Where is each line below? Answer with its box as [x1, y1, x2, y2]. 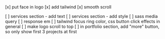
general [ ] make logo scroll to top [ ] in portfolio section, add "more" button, [5, 24, 160, 29]
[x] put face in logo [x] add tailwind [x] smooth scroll [5, 4, 112, 10]
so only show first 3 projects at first [5, 29, 77, 34]
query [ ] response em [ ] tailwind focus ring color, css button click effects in [5, 19, 160, 24]
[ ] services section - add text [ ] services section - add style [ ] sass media [5, 13, 158, 19]
